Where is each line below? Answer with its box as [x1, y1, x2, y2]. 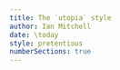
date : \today [9, 30, 59, 39]
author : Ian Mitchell [9, 22, 92, 31]
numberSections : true [9, 47, 92, 56]
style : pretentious [9, 38, 84, 48]
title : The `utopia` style [9, 13, 112, 23]
